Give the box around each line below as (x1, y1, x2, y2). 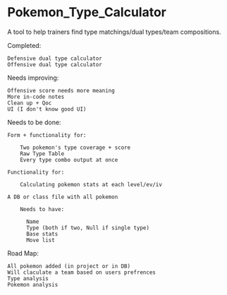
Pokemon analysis (7, 281, 59, 288)
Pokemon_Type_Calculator (7, 4, 167, 20)
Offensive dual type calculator (7, 61, 102, 68)
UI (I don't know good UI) (7, 105, 87, 113)
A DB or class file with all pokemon (7, 193, 118, 200)
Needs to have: (20, 205, 65, 212)
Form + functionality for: (7, 131, 87, 138)
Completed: (7, 41, 42, 49)
